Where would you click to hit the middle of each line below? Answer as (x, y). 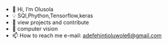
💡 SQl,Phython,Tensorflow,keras (52, 16)
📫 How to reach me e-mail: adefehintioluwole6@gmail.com (87, 35)
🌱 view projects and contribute (51, 22)
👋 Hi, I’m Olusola (33, 9)
